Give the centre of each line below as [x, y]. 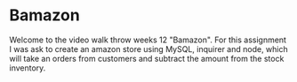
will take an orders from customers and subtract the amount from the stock [147, 58]
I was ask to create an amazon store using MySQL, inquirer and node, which [149, 48]
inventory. [28, 68]
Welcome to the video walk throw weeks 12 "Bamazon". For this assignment [148, 40]
